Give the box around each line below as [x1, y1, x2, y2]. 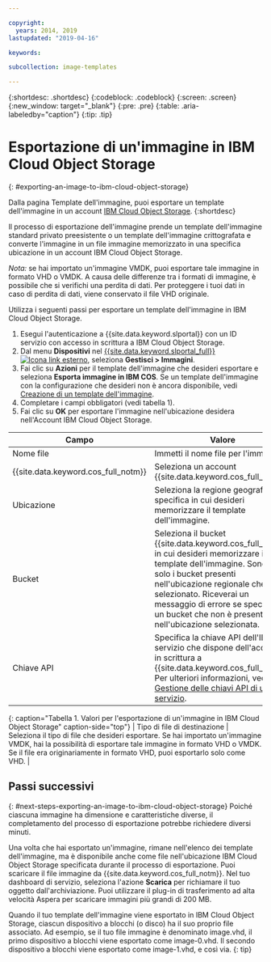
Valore [209, 434, 236, 446]
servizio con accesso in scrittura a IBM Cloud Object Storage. [19, 337, 225, 348]
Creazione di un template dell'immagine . [19, 389, 155, 399]
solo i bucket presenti [154, 568, 236, 579]
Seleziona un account [154, 461, 236, 473]
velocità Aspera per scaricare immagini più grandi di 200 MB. [8, 894, 212, 904]
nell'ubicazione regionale [154, 578, 250, 590]
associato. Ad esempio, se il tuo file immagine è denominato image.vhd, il [8, 927, 252, 937]
